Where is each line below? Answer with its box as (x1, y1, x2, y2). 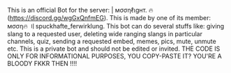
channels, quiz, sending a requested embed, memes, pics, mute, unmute (7, 38, 216, 45)
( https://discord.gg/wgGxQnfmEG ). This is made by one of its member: (7, 14, 211, 22)
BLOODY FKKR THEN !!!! (7, 59, 77, 67)
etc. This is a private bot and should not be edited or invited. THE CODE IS (7, 44, 221, 53)
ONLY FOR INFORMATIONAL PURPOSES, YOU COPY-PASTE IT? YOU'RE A (7, 52, 222, 60)
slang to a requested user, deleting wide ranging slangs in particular (7, 30, 202, 38)
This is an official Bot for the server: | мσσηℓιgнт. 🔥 (7, 6, 154, 14)
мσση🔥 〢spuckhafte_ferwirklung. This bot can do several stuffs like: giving (7, 22, 225, 30)
